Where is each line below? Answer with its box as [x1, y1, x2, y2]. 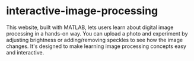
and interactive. [6, 49, 44, 56]
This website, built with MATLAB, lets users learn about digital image [6, 24, 174, 31]
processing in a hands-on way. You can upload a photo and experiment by [6, 30, 188, 37]
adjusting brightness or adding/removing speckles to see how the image [6, 36, 183, 43]
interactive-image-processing [6, 4, 158, 18]
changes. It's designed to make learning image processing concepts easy [6, 43, 187, 50]
